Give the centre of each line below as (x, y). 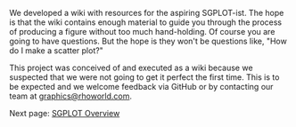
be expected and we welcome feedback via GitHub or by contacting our (141, 87)
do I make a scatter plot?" (57, 51)
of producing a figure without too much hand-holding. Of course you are (142, 32)
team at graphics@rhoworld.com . (70, 96)
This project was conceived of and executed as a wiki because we (131, 67)
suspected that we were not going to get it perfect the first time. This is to (144, 77)
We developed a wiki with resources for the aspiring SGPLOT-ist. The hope (147, 13)
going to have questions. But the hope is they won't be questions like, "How (148, 41)
